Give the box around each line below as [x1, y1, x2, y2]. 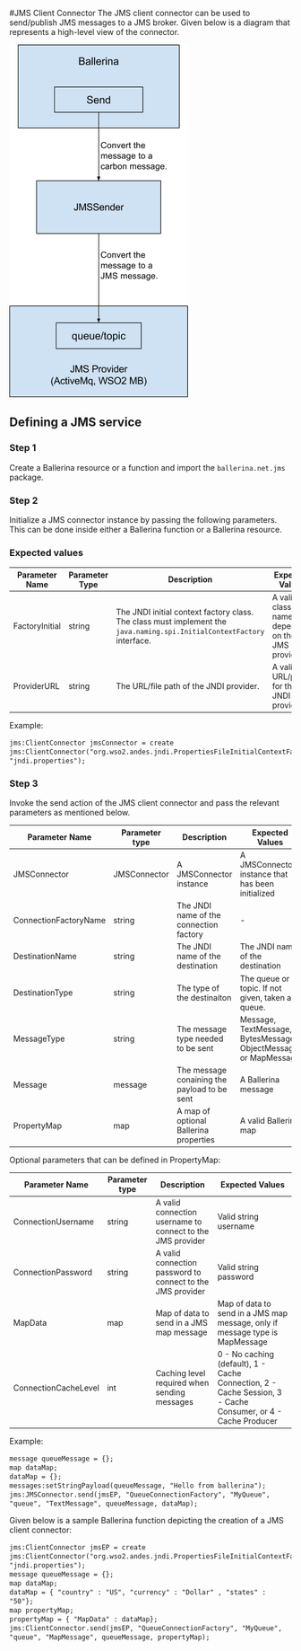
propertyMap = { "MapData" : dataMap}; [9, 1614, 159, 1624]
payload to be [176, 1084, 228, 1095]
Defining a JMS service [9, 415, 142, 430]
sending [155, 1387, 185, 1398]
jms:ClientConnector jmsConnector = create [9, 738, 175, 747]
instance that [239, 869, 288, 879]
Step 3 [9, 777, 39, 790]
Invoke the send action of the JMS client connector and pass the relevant [9, 798, 279, 808]
